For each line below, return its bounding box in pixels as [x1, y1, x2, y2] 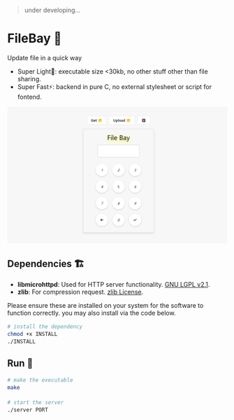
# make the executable [7, 377, 73, 384]
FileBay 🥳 [7, 31, 62, 46]
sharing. [17, 74, 42, 83]
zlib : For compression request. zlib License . [17, 287, 144, 296]
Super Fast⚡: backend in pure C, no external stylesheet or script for [17, 82, 212, 90]
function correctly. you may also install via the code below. [7, 309, 176, 317]
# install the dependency [7, 323, 82, 330]
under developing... [24, 6, 81, 14]
